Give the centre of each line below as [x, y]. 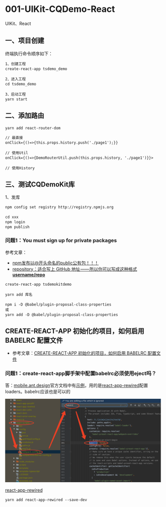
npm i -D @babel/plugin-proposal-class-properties [58, 304]
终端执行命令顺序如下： [29, 54]
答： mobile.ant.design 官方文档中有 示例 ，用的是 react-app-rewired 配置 [77, 385]
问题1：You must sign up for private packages [61, 241]
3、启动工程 [16, 94]
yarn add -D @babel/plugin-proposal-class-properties [62, 315]
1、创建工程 [16, 64]
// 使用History [20, 168]
